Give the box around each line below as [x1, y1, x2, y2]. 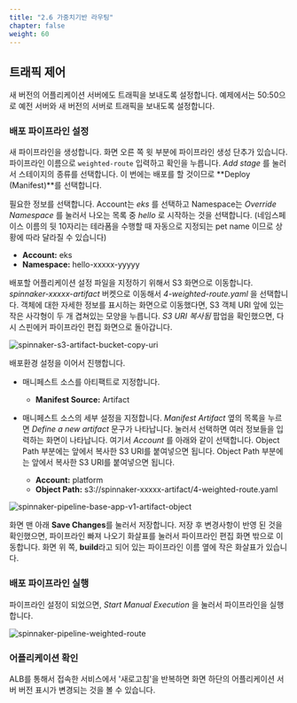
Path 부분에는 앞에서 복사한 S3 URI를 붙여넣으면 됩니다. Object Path [21, 446, 260, 457]
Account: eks [21, 250, 73, 261]
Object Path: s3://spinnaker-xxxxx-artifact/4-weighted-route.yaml [35, 484, 278, 495]
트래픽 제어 [9, 64, 66, 80]
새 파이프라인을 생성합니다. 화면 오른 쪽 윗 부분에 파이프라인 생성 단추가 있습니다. [9, 147, 288, 158]
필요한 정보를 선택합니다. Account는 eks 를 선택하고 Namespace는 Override [9, 199, 277, 209]
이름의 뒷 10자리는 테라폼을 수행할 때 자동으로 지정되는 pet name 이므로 [25, 221, 274, 231]
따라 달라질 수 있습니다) [25, 232, 107, 243]
